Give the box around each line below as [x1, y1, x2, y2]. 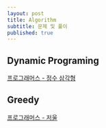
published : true [7, 29, 53, 36]
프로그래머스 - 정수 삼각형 [7, 74, 76, 83]
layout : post [7, 10, 44, 17]
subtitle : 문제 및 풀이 [7, 23, 68, 30]
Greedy [7, 94, 40, 106]
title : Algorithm [7, 17, 57, 23]
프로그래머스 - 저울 [7, 113, 58, 121]
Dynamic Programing [7, 54, 99, 66]
